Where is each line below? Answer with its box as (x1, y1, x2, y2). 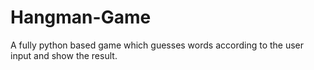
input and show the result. (10, 49, 118, 61)
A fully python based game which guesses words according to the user (10, 39, 305, 51)
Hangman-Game (10, 6, 152, 29)
